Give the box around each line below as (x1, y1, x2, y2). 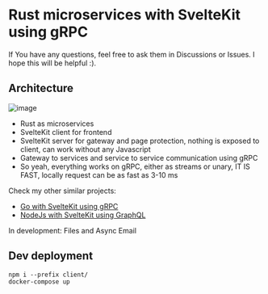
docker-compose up (8, 277, 70, 286)
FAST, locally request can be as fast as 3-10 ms (19, 170, 178, 179)
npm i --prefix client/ (8, 271, 89, 279)
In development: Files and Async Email (8, 225, 137, 235)
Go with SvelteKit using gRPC (19, 201, 119, 211)
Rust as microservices (19, 119, 94, 128)
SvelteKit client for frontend (19, 127, 112, 136)
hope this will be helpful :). (8, 58, 97, 68)
